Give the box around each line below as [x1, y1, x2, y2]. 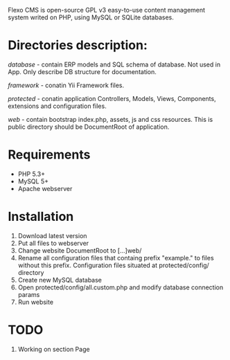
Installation [8, 209, 74, 224]
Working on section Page [17, 345, 90, 353]
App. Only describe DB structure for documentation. [8, 67, 157, 75]
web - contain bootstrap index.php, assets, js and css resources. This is [8, 115, 213, 123]
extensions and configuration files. [8, 102, 107, 110]
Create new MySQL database [17, 276, 103, 284]
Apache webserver [17, 184, 73, 192]
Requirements [8, 147, 91, 163]
